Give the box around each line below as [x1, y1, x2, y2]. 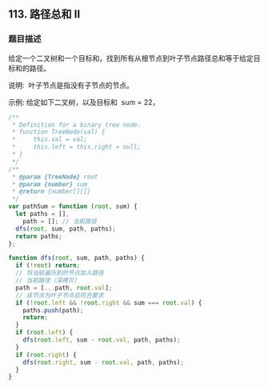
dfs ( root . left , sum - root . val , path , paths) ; [22, 336, 181, 344]
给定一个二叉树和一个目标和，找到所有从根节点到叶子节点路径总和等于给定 [8, 53, 254, 62]
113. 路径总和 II [8, 7, 81, 22]
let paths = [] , [15, 210, 70, 218]
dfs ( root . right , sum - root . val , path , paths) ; [22, 358, 184, 366]
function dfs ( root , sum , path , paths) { [8, 254, 146, 262]
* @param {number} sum [11, 180, 88, 188]
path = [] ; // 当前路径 [22, 217, 98, 226]
